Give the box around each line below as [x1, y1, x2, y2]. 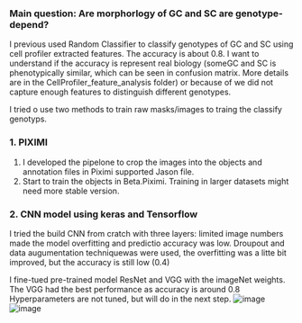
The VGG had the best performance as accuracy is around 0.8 [9, 283, 241, 294]
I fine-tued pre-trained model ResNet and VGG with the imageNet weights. [9, 274, 286, 285]
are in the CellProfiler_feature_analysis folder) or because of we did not [9, 77, 273, 88]
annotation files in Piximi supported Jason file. [22, 166, 195, 177]
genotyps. [9, 113, 48, 124]
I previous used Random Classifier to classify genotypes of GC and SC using [9, 39, 294, 49]
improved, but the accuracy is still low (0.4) [9, 256, 170, 267]
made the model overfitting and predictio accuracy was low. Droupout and [9, 238, 286, 248]
